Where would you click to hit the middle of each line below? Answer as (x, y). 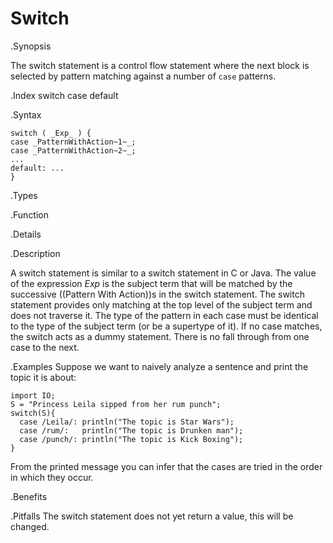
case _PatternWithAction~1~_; (73, 142)
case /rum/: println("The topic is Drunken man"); (131, 430)
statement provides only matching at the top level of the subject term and (161, 304)
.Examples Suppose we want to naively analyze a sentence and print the (159, 366)
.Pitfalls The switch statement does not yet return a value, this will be (152, 516)
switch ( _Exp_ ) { (51, 133)
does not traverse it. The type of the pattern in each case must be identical (164, 315)
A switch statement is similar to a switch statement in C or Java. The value (163, 273)
